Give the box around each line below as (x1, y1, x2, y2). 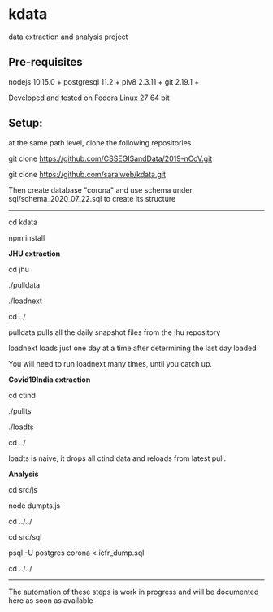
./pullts (8, 406, 32, 415)
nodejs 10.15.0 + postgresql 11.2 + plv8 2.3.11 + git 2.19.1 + (8, 76, 200, 86)
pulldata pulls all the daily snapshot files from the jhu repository (8, 327, 221, 337)
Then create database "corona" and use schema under (8, 184, 193, 195)
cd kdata (8, 217, 38, 227)
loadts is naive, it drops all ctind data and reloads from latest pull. (8, 453, 227, 463)
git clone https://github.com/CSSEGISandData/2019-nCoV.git (8, 154, 213, 163)
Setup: (8, 116, 43, 130)
